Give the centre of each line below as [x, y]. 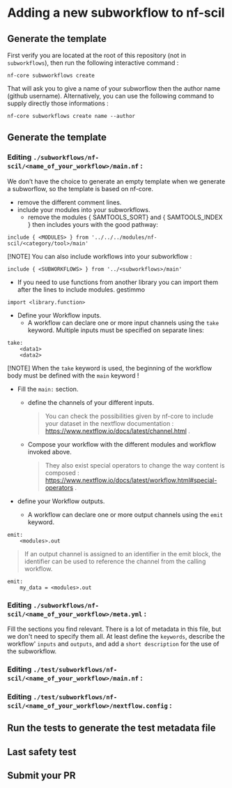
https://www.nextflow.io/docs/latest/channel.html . [117, 431]
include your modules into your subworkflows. [84, 209]
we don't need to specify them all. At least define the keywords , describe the [116, 636]
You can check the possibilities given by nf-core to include [129, 416]
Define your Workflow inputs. [59, 315]
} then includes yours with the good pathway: [93, 224]
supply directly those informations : [58, 103]
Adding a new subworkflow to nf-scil [116, 13]
